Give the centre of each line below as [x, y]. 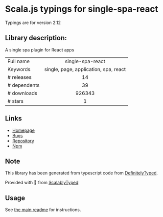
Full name [19, 61]
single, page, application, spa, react [85, 69]
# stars [15, 101]
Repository [23, 141]
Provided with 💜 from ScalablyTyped [42, 183]
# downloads [23, 93]
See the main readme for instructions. [43, 210]
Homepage [23, 130]
